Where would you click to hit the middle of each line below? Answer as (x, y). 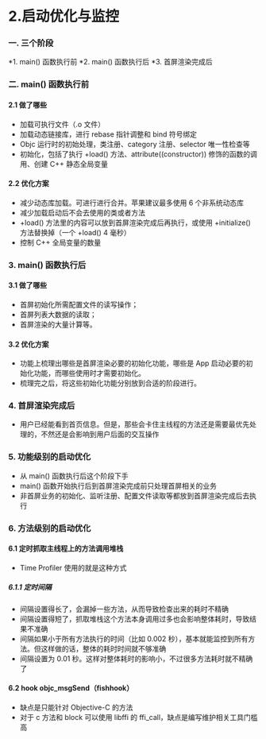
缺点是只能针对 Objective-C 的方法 (76, 707)
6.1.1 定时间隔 (30, 587)
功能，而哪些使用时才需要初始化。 (89, 373)
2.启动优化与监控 (64, 16)
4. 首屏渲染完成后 (42, 406)
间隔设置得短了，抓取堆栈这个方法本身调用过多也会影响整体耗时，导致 (135, 619)
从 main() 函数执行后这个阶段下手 (74, 476)
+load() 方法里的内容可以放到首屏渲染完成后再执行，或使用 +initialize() (135, 222)
